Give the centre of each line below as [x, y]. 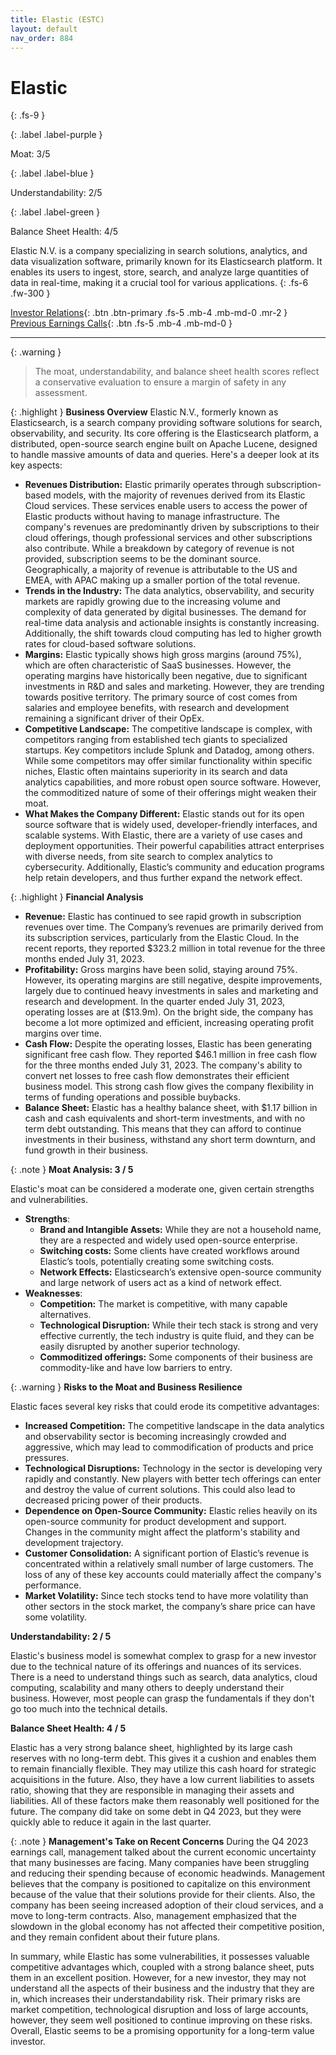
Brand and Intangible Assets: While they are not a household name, [180, 1230]
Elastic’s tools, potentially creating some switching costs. [157, 1262]
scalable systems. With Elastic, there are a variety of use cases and [163, 835]
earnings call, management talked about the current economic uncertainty [163, 1852]
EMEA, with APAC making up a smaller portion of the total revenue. [162, 580]
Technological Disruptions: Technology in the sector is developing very [173, 1468]
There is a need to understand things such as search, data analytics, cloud [164, 1677]
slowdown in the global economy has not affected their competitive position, [167, 1927]
